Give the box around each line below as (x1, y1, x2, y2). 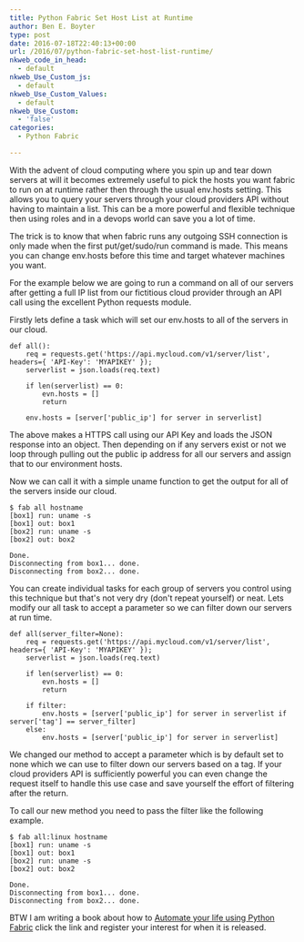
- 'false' (17, 115, 55, 124)
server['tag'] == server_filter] (9, 716, 137, 726)
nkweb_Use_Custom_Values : (9, 89, 107, 98)
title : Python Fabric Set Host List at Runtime (9, 13, 194, 23)
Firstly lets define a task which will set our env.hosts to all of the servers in (9, 314, 289, 325)
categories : (9, 124, 55, 133)
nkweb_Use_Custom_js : (9, 73, 92, 82)
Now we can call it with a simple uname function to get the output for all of (9, 475, 289, 487)
